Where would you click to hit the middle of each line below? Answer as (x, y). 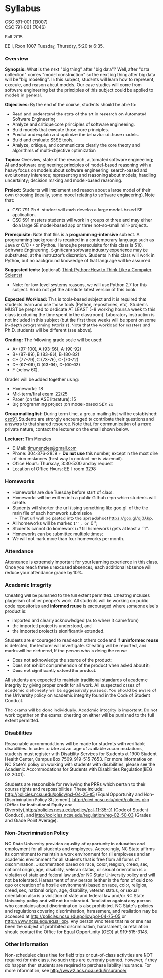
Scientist (14, 275)
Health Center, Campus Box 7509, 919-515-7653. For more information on (79, 759)
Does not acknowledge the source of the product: (62, 660)
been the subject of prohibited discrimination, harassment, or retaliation (77, 926)
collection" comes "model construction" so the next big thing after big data (80, 75)
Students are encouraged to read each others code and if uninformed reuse (82, 640)
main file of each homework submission (52, 513)
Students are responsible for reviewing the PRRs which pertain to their (75, 784)
